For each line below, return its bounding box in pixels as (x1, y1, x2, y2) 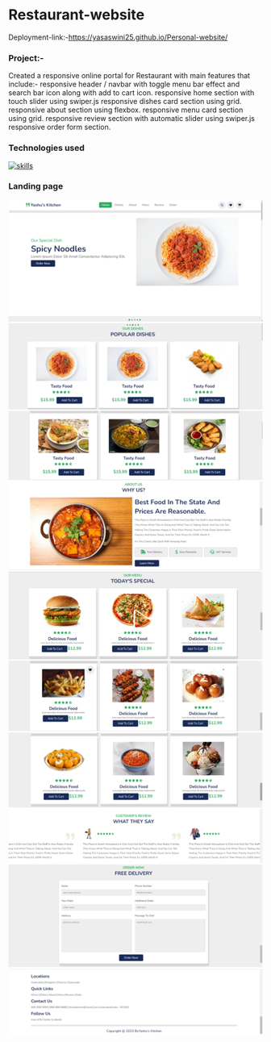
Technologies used (8, 143, 85, 154)
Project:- (8, 52, 44, 64)
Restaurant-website (8, 6, 145, 24)
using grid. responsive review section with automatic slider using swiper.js (8, 114, 256, 123)
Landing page (8, 181, 64, 192)
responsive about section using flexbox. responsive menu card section (8, 105, 244, 115)
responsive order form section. (8, 123, 111, 132)
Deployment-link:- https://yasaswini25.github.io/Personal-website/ (8, 32, 228, 42)
